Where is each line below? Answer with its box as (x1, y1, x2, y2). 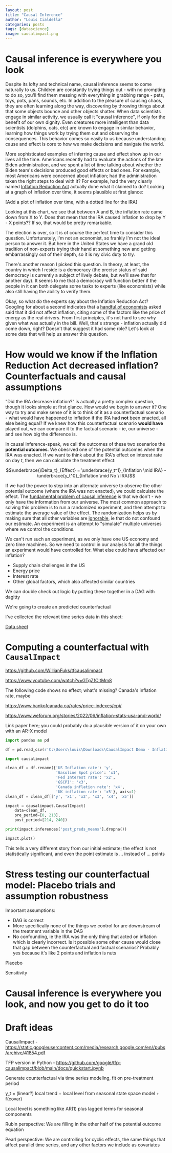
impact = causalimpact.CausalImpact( (5, 803, 86, 809)
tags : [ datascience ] (5, 27, 50, 32)
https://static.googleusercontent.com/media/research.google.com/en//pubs (5, 1044, 165, 1050)
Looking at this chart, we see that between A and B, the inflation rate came (5, 208, 163, 215)
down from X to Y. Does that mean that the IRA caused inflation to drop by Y (5, 214, 166, 220)
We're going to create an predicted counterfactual (5, 603, 111, 610)
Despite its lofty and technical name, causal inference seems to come (5, 81, 152, 87)
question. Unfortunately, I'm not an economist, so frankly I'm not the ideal (5, 235, 160, 241)
